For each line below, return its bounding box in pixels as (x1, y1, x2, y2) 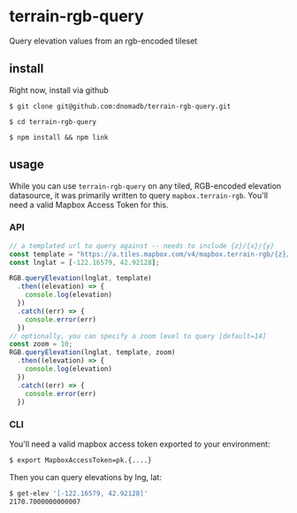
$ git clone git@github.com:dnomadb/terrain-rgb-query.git (9, 102, 232, 111)
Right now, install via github (9, 84, 109, 95)
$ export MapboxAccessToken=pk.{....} (9, 455, 152, 464)
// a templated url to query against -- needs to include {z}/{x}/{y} (9, 241, 275, 250)
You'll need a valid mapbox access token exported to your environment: (9, 439, 270, 449)
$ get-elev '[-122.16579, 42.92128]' (9, 489, 148, 498)
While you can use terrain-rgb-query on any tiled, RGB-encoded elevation (9, 180, 282, 191)
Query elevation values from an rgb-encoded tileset (9, 35, 198, 46)
